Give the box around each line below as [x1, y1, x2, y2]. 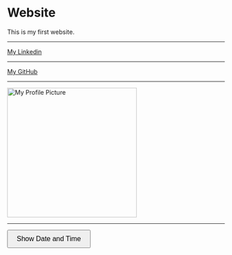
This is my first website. [7, 28, 75, 36]
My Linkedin [7, 47, 42, 56]
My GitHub [7, 67, 38, 75]
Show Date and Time [17, 234, 81, 243]
